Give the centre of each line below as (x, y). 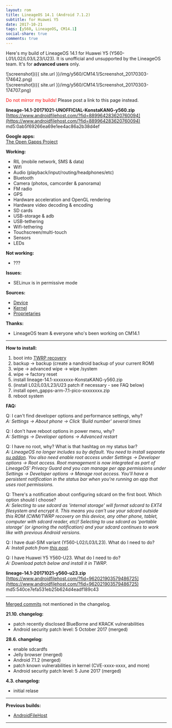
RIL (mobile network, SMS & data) (49, 161)
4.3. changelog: (23, 680)
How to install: (21, 348)
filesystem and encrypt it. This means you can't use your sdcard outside (82, 511)
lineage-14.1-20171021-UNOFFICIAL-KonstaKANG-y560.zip (70, 110)
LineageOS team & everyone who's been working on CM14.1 (76, 333)
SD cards (23, 210)
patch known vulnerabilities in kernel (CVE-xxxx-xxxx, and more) (81, 665)
